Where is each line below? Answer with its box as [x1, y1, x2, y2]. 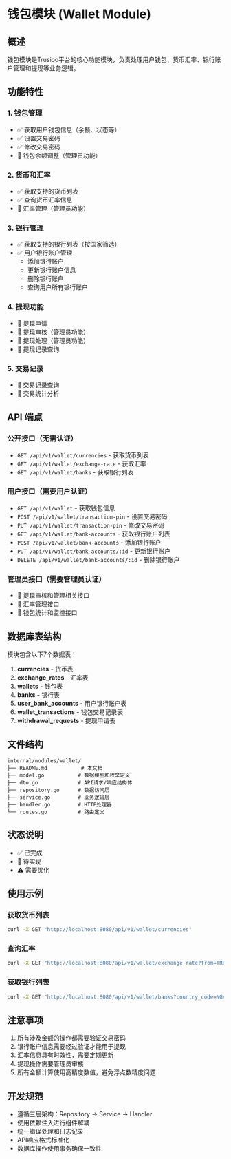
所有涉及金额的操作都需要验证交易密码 [16, 1034, 126, 1042]
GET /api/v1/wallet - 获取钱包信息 [16, 503, 115, 512]
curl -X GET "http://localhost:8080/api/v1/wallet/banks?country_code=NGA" [7, 993, 229, 1001]
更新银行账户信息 [27, 266, 76, 274]
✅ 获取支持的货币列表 [16, 187, 79, 195]
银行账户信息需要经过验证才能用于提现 [16, 1043, 126, 1051]
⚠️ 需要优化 [16, 866, 50, 874]
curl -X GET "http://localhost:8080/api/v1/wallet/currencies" [7, 926, 192, 933]
